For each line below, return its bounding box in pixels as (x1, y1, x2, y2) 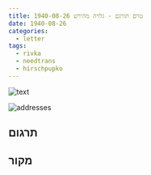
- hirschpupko (15, 65, 63, 73)
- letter (15, 34, 45, 43)
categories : (8, 27, 48, 35)
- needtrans (15, 58, 57, 66)
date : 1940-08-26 (8, 19, 67, 28)
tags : (8, 42, 27, 50)
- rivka (15, 49, 42, 58)
